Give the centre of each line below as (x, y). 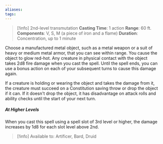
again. (11, 73)
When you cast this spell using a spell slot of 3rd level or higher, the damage (81, 122)
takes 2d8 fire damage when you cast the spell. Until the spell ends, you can (81, 63)
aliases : (14, 9)
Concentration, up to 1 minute (46, 38)
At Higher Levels (22, 109)
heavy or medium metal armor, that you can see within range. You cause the (81, 53)
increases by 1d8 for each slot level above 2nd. (52, 127)
